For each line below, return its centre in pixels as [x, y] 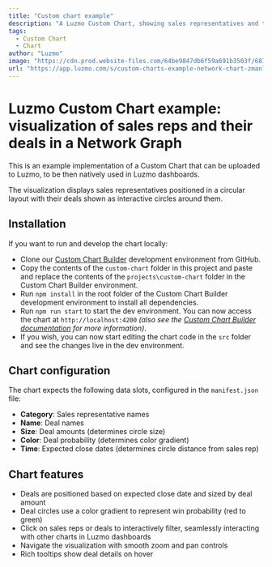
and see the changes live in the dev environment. [102, 345]
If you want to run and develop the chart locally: [88, 243]
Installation [37, 224]
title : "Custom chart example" [61, 16]
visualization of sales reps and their [131, 126]
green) [31, 520]
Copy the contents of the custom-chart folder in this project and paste [136, 267]
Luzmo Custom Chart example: [115, 108]
